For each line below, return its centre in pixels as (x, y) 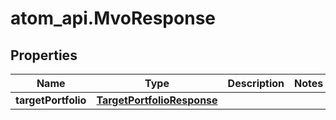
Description (256, 83)
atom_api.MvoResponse (113, 18)
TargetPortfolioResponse (157, 100)
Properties (44, 55)
